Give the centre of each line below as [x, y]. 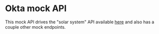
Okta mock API [36, 8]
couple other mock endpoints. [36, 27]
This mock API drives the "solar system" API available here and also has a [80, 22]
